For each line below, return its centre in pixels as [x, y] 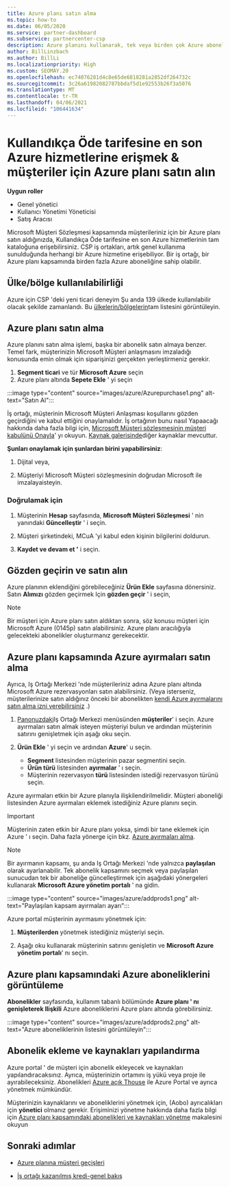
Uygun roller [25, 191]
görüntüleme [35, 985]
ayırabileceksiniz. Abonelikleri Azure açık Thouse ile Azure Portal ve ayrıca [112, 1082]
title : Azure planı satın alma [52, 13]
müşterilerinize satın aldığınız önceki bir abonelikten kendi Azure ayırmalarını [115, 699]
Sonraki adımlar [41, 1146]
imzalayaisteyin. [40, 482]
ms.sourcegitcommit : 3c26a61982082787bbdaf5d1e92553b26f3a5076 [99, 84]
